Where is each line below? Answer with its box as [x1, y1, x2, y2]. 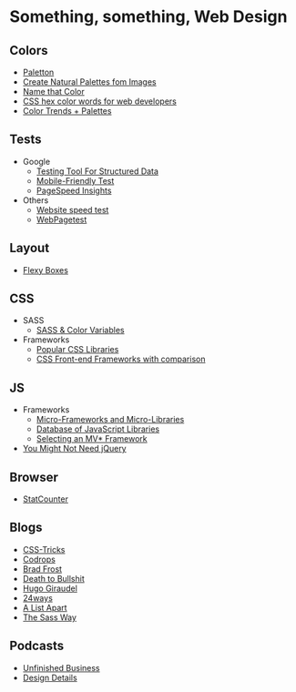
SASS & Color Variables [36, 325, 125, 336]
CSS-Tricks [22, 544, 66, 555]
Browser [9, 469, 59, 484]
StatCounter [22, 494, 68, 504]
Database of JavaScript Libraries [36, 423, 160, 434]
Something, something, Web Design [9, 6, 288, 27]
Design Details [22, 672, 77, 683]
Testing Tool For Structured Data [36, 166, 159, 177]
